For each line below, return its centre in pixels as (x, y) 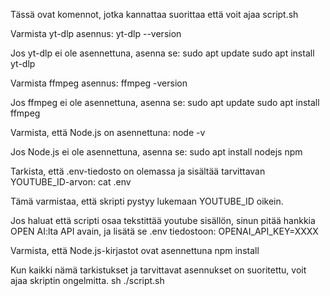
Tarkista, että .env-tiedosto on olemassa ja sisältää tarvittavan (138, 171)
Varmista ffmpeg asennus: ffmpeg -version (99, 83)
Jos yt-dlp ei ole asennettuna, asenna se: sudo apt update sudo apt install (162, 53)
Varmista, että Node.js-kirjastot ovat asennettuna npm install (135, 250)
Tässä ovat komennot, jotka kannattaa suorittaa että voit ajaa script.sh (154, 14)
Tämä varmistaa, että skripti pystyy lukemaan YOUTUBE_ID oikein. (147, 201)
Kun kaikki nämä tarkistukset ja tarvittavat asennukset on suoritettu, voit (158, 270)
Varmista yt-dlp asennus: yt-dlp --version (96, 33)
